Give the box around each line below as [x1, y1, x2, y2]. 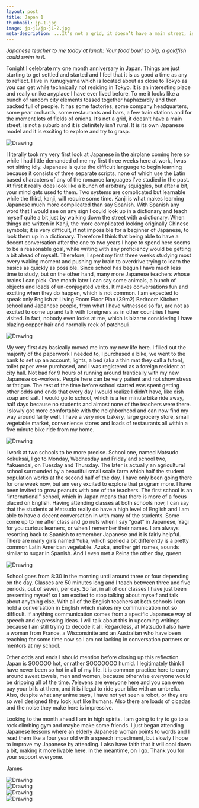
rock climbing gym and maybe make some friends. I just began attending [6, 722, 184, 729]
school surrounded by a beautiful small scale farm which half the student [6, 468, 185, 475]
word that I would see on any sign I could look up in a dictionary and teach [6, 208, 188, 215]
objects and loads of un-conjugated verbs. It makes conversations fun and [6, 283, 188, 291]
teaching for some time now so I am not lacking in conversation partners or [6, 636, 190, 643]
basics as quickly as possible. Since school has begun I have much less [6, 265, 181, 272]
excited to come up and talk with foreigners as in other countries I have [6, 308, 179, 316]
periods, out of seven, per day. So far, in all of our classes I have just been [6, 586, 187, 593]
